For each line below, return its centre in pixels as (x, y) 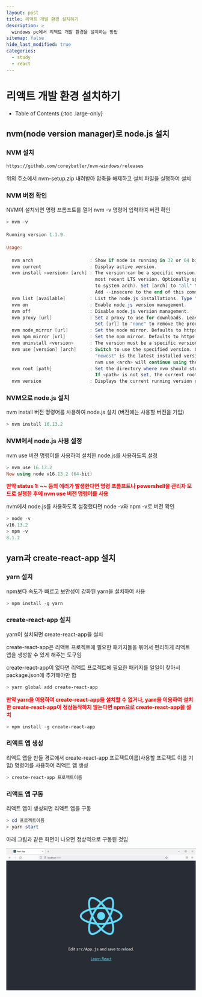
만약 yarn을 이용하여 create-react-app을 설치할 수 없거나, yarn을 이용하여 (94, 699)
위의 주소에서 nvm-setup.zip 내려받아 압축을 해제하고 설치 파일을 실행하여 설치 (99, 179)
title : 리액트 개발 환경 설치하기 (42, 19)
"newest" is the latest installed (138, 356)
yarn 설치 (20, 577)
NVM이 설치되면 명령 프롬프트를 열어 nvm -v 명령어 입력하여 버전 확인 (88, 210)
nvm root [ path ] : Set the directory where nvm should (99, 368)
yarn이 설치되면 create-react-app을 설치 (55, 634)
